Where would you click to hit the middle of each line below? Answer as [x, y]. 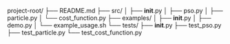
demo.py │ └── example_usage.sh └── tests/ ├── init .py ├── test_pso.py [114, 25]
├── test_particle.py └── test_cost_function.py [75, 32]
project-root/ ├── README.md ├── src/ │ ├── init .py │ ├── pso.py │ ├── [115, 11]
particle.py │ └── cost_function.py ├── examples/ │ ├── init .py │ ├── [109, 18]
